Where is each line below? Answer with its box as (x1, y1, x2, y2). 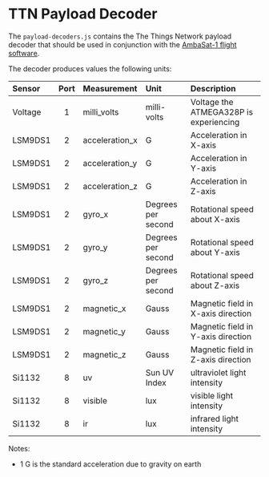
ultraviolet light (190, 366, 247, 378)
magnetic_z (82, 349, 126, 360)
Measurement (82, 83, 138, 94)
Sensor (12, 83, 41, 94)
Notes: (8, 443, 30, 453)
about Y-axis (190, 246, 240, 257)
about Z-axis (190, 280, 240, 291)
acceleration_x (82, 134, 139, 145)
